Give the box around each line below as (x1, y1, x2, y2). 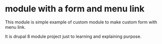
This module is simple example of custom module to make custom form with (5, 19, 158, 25)
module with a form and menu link (5, 3, 145, 14)
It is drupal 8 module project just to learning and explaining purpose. (5, 33, 142, 39)
